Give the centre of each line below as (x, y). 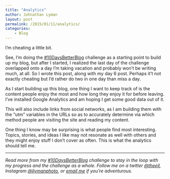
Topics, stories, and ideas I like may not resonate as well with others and (81, 135)
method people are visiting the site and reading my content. (68, 120)
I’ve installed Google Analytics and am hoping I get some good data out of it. (85, 99)
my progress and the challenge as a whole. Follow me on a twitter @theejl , (83, 165)
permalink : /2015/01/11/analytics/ (43, 24)
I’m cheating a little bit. (29, 48)
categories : (18, 29)
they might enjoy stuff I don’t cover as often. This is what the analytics (78, 140)
